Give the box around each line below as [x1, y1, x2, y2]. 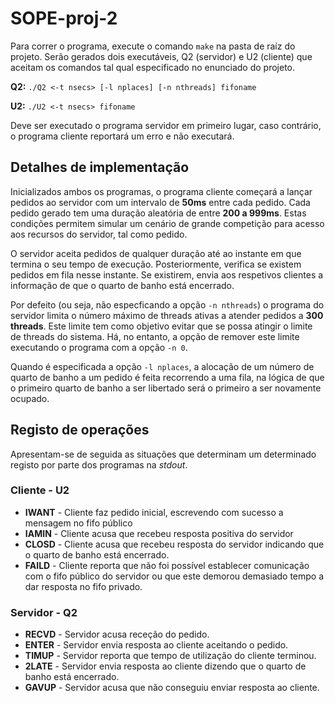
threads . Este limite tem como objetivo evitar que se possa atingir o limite [10, 320, 313, 332]
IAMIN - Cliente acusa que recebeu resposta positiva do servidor [24, 527, 294, 539]
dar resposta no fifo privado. [24, 580, 143, 592]
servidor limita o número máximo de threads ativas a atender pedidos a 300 [10, 309, 324, 321]
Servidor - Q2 [10, 605, 78, 619]
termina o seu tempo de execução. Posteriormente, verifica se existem [10, 258, 302, 270]
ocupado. [10, 392, 50, 404]
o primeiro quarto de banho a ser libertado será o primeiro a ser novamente [10, 382, 322, 394]
